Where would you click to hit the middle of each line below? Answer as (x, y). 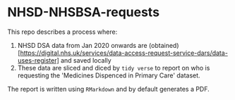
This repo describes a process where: (62, 32)
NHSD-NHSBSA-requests (84, 12)
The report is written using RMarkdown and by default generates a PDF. (108, 89)
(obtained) (164, 45)
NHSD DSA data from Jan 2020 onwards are (82, 45)
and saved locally (86, 60)
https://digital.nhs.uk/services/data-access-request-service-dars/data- (124, 53)
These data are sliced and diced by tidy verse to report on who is (114, 68)
